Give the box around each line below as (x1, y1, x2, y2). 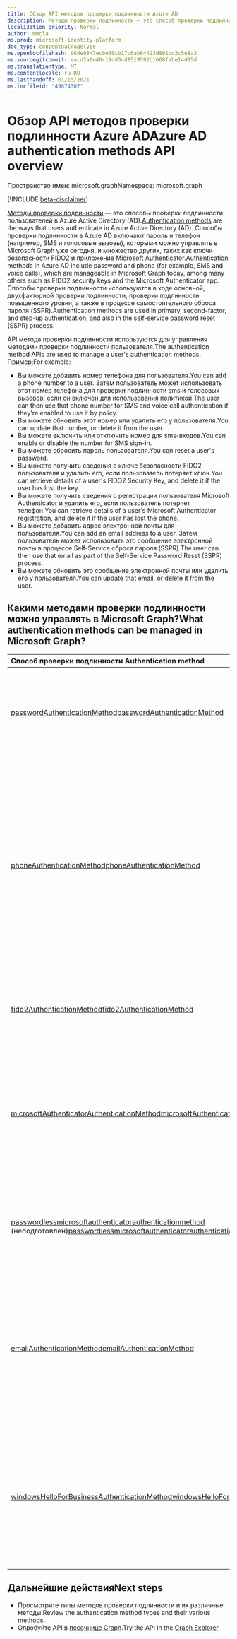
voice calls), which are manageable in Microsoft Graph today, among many (7, 269, 225, 278)
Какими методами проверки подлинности (7, 602, 206, 614)
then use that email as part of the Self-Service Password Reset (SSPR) (17, 552, 222, 560)
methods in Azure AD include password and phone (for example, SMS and (7, 261, 224, 270)
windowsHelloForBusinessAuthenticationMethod (11, 1492, 173, 1501)
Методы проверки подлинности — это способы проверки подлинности (7, 209, 224, 218)
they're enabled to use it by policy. (17, 409, 118, 418)
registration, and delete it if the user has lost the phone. (17, 514, 179, 523)
